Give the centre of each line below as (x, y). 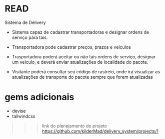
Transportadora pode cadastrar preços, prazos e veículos (71, 47)
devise (19, 111)
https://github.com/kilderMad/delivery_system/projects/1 (100, 131)
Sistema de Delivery (25, 22)
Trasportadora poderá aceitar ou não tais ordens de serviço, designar (84, 57)
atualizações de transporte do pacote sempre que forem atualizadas (82, 77)
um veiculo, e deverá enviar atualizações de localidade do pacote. (80, 62)
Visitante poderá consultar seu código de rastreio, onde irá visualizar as (86, 71)
